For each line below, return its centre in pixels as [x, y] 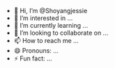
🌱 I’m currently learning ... [51, 25]
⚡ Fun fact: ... [33, 58]
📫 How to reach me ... [46, 41]
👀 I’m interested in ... [43, 18]
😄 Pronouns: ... [36, 51]
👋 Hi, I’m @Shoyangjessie [51, 11]
